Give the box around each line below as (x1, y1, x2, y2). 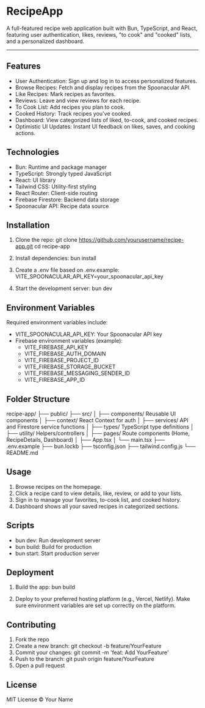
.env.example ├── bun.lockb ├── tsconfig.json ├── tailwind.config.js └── (6, 442, 196, 450)
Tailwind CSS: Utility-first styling (15, 182, 96, 190)
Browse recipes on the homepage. (15, 483, 102, 490)
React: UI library (15, 176, 56, 184)
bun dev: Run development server (15, 537, 101, 544)
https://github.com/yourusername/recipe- (78, 236, 184, 244)
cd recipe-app (34, 243, 70, 250)
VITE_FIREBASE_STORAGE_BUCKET (24, 363, 116, 371)
